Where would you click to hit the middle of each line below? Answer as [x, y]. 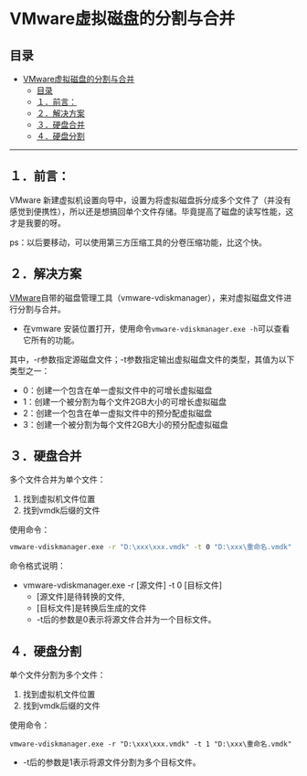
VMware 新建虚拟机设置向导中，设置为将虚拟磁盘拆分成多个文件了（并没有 [150, 200]
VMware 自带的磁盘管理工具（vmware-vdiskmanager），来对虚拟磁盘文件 [147, 297]
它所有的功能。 [51, 340]
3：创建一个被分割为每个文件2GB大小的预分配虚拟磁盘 [125, 424]
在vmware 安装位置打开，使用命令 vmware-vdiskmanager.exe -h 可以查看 [156, 328]
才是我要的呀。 [37, 223]
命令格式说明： [37, 566]
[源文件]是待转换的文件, [80, 597]
